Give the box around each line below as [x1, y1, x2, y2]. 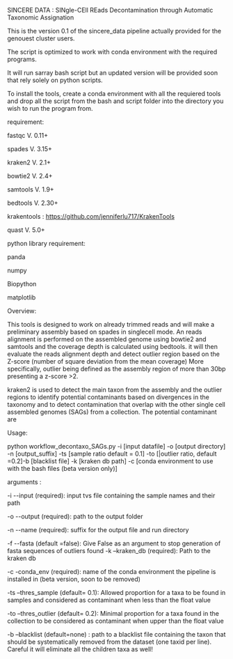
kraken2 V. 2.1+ [7, 158, 51, 166]
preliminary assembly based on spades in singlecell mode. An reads [7, 327, 202, 336]
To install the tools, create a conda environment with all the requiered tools [7, 90, 221, 98]
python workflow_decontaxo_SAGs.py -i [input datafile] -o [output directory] [7, 442, 226, 450]
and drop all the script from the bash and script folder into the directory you [7, 97, 224, 105]
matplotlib [7, 293, 36, 302]
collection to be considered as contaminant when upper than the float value [7, 617, 224, 625]
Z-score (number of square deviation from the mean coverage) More [7, 357, 204, 365]
